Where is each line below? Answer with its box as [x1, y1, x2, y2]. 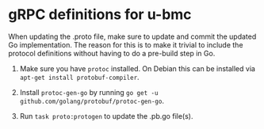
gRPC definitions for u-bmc [8, 6, 192, 24]
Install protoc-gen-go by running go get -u [19, 87, 159, 97]
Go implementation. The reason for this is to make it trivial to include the [8, 40, 243, 49]
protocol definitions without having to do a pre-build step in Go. [8, 48, 216, 58]
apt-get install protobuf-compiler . [19, 72, 140, 82]
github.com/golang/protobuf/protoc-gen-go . [19, 96, 165, 105]
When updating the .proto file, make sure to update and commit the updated [8, 32, 257, 41]
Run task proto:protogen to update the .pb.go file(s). [19, 111, 193, 120]
